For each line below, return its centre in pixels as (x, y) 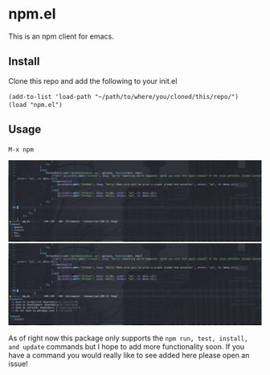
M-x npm (21, 150)
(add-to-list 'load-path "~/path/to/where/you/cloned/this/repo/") (124, 97)
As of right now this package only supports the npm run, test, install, (128, 338)
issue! (18, 364)
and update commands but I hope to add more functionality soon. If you (127, 347)
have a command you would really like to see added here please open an (129, 356)
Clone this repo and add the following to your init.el (93, 80)
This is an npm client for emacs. (61, 36)
